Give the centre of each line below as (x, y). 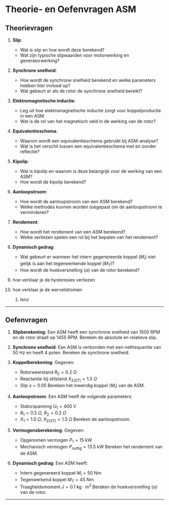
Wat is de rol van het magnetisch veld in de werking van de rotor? (88, 121)
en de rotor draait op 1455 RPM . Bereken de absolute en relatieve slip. (85, 338)
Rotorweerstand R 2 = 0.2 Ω (48, 373)
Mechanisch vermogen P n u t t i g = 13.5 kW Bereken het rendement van (91, 447)
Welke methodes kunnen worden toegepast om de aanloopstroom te (91, 207)
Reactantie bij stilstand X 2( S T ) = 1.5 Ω (58, 379)
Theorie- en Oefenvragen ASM (71, 9)
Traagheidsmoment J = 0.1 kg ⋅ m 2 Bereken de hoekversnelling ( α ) (89, 486)
